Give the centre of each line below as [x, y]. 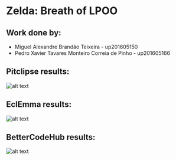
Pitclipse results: [38, 72]
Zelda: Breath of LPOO [62, 11]
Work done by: [34, 33]
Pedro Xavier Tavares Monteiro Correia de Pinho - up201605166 [92, 53]
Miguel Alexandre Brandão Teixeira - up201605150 [76, 47]
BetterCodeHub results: [51, 137]
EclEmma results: [39, 105]
